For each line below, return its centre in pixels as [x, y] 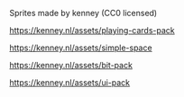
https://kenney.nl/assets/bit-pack [71, 65]
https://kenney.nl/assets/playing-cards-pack [92, 30]
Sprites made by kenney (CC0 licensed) [83, 13]
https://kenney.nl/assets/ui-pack [70, 83]
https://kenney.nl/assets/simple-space [81, 48]
